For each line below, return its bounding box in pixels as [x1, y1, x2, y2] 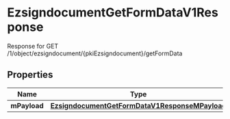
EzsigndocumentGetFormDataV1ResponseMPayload [50, 101, 227, 110]
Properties [7, 69, 53, 81]
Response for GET [7, 42, 59, 50]
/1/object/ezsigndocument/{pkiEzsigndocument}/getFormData [7, 49, 183, 57]
